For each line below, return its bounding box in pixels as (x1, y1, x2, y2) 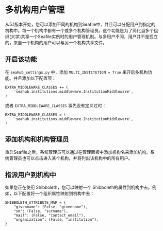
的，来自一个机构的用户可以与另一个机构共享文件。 (5, 39, 107, 45)
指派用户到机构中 (5, 171, 56, 179)
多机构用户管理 (5, 4, 65, 16)
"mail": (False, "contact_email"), (14, 213, 86, 218)
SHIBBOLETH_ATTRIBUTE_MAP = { (5, 200, 66, 205)
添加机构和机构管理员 (5, 135, 69, 143)
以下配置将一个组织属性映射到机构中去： (13, 191, 95, 196)
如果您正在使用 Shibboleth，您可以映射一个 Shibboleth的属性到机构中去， (5, 184, 153, 190)
